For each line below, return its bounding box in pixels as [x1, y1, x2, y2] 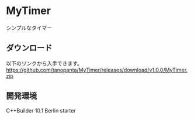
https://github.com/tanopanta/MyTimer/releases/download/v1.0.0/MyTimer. [6, 66, 188, 73]
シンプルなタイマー [6, 24, 53, 31]
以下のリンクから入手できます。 [6, 60, 83, 67]
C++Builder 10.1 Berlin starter [6, 107, 76, 114]
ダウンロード [6, 43, 53, 53]
